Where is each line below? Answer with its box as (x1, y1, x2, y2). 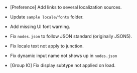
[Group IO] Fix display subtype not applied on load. (10, 62, 116, 68)
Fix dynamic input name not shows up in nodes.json (10, 52, 117, 58)
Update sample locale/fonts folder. (10, 14, 84, 19)
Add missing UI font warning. (10, 23, 70, 29)
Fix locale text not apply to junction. (10, 43, 84, 49)
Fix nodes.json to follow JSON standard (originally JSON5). (10, 33, 132, 39)
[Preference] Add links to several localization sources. (10, 4, 122, 10)
